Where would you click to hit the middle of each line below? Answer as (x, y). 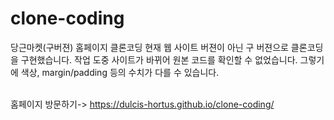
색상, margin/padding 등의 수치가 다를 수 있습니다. (120, 72)
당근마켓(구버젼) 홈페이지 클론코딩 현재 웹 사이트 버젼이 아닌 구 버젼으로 (149, 47)
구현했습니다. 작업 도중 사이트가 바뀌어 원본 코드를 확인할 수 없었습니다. (159, 59)
